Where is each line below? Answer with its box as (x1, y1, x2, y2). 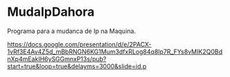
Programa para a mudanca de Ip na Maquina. (7, 27, 136, 35)
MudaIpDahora (7, 4, 95, 20)
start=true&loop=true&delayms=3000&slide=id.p (7, 62, 147, 70)
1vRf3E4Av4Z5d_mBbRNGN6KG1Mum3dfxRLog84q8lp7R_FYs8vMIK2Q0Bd (7, 47, 223, 56)
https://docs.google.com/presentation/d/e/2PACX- (7, 40, 152, 48)
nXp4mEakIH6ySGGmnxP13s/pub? (7, 54, 107, 63)
